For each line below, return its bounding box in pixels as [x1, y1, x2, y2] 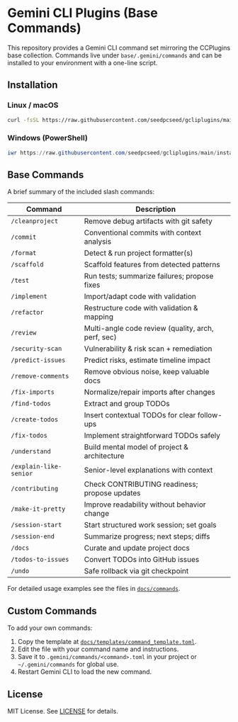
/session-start [11, 521, 62, 529]
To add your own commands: [7, 624, 93, 632]
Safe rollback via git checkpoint [84, 566, 189, 576]
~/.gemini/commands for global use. [17, 660, 119, 669]
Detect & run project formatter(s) [84, 248, 193, 258]
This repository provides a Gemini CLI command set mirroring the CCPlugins [7, 43, 231, 52]
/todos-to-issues [11, 555, 69, 564]
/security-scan [11, 345, 62, 353]
